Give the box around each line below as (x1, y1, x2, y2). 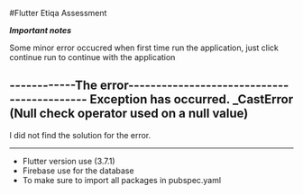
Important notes (9, 25, 72, 35)
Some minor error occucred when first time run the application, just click (9, 42, 280, 53)
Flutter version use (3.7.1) (22, 155, 115, 166)
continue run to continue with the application (9, 52, 176, 62)
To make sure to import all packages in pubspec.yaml (22, 174, 222, 185)
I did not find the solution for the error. (9, 129, 151, 140)
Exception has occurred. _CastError (89, 92, 294, 107)
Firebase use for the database (22, 165, 134, 176)
